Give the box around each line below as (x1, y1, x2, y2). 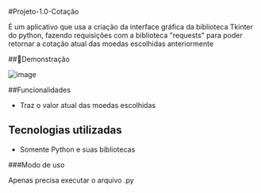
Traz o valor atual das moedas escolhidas (19, 101, 156, 110)
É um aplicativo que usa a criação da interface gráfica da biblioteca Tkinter (8, 22, 254, 31)
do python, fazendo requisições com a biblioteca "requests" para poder (8, 31, 244, 40)
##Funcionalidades (8, 85, 71, 95)
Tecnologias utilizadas (8, 123, 122, 137)
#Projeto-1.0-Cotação (8, 7, 79, 16)
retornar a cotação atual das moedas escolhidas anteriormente (8, 39, 214, 48)
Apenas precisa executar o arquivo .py (8, 175, 135, 185)
